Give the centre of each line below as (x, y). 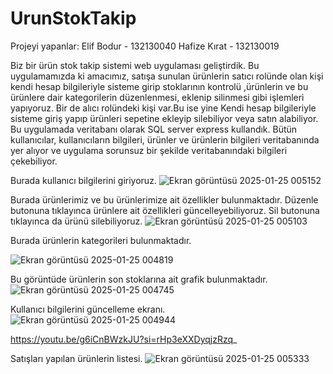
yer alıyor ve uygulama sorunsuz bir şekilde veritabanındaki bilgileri (149, 150)
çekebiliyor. (34, 161)
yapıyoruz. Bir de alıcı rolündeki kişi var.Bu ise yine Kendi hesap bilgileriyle (163, 108)
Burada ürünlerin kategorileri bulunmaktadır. (101, 240)
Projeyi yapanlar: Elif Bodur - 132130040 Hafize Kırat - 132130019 (145, 46)
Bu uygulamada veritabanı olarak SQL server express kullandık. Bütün (154, 129)
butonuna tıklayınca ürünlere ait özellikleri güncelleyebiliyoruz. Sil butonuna (165, 210)
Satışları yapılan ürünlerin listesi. (76, 358)
